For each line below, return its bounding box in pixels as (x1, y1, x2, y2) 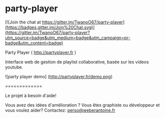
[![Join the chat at (5, 19, 41, 25)
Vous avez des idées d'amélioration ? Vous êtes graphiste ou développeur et (5, 102, 160, 108)
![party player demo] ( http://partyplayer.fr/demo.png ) (5, 73, 113, 79)
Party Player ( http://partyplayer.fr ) (5, 49, 77, 55)
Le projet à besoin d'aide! (5, 93, 56, 98)
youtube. (5, 64, 23, 70)
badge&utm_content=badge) (5, 40, 63, 46)
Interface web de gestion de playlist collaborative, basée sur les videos (5, 59, 149, 65)
